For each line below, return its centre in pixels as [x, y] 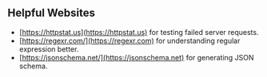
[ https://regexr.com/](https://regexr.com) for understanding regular [130, 40]
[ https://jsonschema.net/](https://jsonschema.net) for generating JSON [136, 57]
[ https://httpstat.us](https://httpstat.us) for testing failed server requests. [139, 32]
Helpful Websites [51, 13]
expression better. [49, 49]
